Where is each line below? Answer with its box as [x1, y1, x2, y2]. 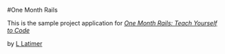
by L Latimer [7, 40, 43, 47]
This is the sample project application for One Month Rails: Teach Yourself [7, 19, 218, 27]
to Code [7, 27, 30, 34]
